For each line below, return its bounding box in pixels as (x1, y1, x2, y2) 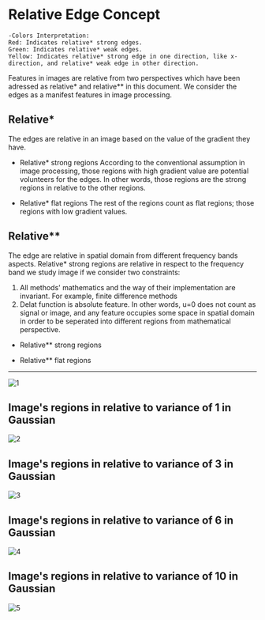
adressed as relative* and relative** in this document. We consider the (8, 81, 237, 91)
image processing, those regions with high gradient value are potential (19, 166, 249, 176)
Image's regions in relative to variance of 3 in (8, 457, 234, 471)
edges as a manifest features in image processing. (8, 89, 172, 100)
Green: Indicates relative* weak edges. (8, 45, 144, 53)
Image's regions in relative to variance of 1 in (8, 401, 232, 414)
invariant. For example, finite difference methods (19, 291, 177, 301)
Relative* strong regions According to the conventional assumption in (19, 157, 245, 167)
